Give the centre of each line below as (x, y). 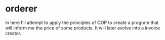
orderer (22, 9)
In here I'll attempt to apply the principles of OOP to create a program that (82, 22)
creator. (13, 33)
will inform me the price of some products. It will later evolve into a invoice (83, 27)
